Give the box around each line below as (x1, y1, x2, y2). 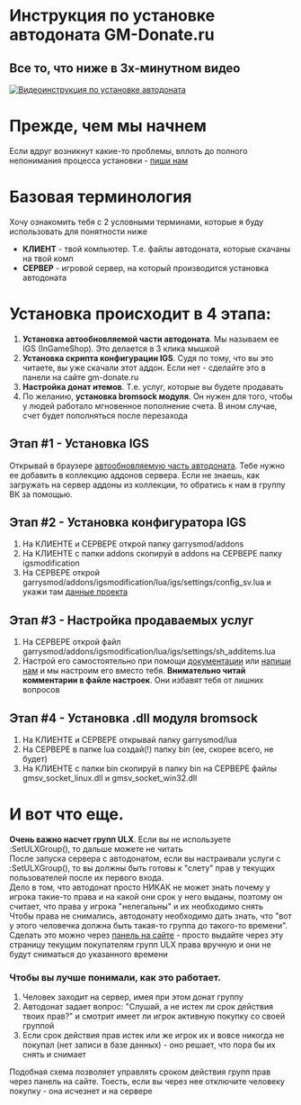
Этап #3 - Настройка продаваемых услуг (9, 612, 254, 628)
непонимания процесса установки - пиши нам (9, 155, 189, 166)
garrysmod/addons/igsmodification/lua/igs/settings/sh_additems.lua (22, 646, 276, 657)
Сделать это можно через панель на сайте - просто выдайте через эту (9, 929, 284, 940)
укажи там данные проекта (22, 586, 128, 597)
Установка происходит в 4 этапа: (9, 303, 271, 324)
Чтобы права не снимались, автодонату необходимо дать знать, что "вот (9, 910, 292, 921)
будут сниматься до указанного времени (9, 949, 168, 959)
